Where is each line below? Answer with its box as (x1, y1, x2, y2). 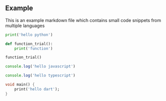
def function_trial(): (5, 41, 53, 46)
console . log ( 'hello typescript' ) (5, 73, 76, 78)
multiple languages (5, 22, 45, 28)
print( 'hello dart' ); (14, 86, 60, 91)
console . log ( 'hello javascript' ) (5, 64, 76, 69)
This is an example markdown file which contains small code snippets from (5, 17, 161, 23)
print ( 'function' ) (14, 46, 53, 51)
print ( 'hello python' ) (5, 32, 53, 37)
